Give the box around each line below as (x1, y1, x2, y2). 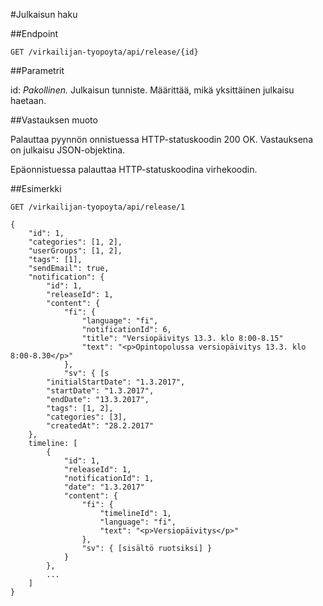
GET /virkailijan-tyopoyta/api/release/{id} (10, 47, 199, 57)
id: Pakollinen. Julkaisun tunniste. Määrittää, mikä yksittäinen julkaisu (10, 84, 295, 96)
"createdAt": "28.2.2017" (46, 421, 155, 431)
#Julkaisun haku (10, 9, 78, 20)
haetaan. (10, 95, 47, 106)
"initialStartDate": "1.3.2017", (46, 377, 186, 387)
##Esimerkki (10, 183, 62, 194)
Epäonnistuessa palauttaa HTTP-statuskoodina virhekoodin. (10, 164, 258, 175)
